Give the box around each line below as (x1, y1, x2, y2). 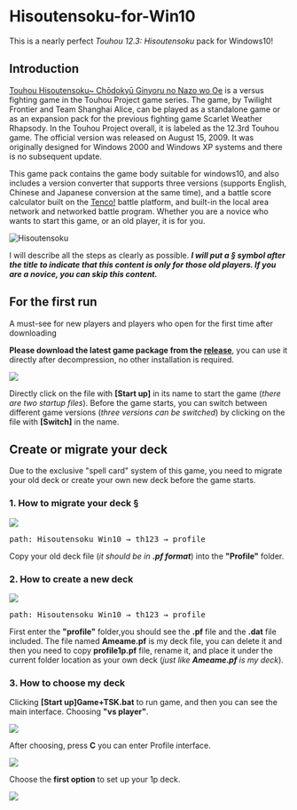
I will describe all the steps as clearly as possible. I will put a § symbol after (9, 250, 286, 260)
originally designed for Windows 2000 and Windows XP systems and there (9, 141, 284, 152)
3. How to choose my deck (9, 677, 126, 689)
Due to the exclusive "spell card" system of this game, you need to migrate (9, 465, 283, 476)
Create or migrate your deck (9, 441, 168, 457)
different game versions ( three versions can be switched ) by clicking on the (9, 407, 285, 417)
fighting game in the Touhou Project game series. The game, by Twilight (9, 94, 272, 105)
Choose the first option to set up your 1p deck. (9, 774, 181, 785)
